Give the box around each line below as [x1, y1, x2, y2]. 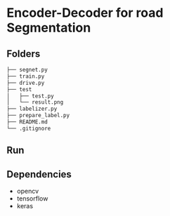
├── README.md [6, 119, 48, 126]
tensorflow [16, 194, 48, 203]
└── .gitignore [6, 125, 51, 132]
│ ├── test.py [6, 93, 54, 100]
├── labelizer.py [6, 105, 58, 113]
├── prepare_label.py [6, 112, 70, 119]
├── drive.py [6, 79, 45, 86]
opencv [16, 187, 39, 195]
